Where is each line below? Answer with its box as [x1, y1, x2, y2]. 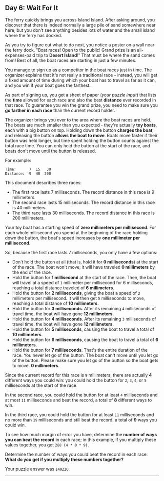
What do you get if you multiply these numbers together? [5, 456, 123, 462]
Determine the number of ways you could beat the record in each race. [5, 451, 148, 457]
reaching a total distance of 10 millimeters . [12, 300, 99, 306]
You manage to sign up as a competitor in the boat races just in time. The [5, 67, 152, 73]
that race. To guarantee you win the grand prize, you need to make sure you [5, 102, 158, 108]
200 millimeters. [12, 215, 45, 221]
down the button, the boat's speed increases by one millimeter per [5, 235, 140, 240]
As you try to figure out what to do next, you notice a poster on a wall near [5, 41, 155, 48]
